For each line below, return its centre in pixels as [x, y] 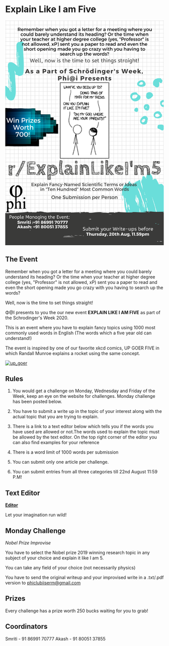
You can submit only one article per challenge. [61, 462]
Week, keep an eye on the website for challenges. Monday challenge [84, 396]
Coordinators [26, 627]
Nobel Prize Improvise [28, 543]
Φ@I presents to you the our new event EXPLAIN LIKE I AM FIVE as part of [83, 312]
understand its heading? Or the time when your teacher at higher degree [80, 277]
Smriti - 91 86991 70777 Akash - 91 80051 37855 [55, 638]
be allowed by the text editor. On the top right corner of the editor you [85, 437]
